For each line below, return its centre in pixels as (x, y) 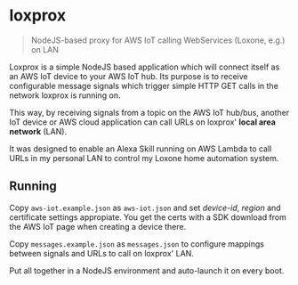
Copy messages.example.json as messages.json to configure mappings (137, 244)
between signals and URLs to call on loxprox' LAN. (101, 253)
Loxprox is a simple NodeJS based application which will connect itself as (145, 67)
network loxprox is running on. (65, 95)
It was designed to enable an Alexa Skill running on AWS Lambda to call (141, 149)
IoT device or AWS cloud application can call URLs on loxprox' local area (142, 122)
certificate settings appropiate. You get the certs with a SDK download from (148, 217)
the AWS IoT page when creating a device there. (98, 226)
